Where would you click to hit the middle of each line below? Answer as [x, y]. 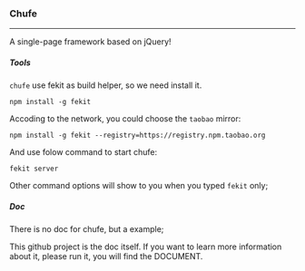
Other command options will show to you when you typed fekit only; [139, 186]
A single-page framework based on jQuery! [90, 42]
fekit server [34, 169]
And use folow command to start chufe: [84, 152]
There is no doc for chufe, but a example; [87, 229]
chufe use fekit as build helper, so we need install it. [106, 85]
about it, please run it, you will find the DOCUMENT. [106, 256]
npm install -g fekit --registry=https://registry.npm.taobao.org [138, 135]
